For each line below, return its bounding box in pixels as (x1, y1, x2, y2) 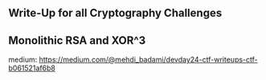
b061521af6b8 (8, 63, 56, 73)
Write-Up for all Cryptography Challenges (8, 6, 223, 20)
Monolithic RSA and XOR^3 (8, 34, 146, 47)
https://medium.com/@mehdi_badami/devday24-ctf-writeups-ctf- (39, 55, 259, 65)
